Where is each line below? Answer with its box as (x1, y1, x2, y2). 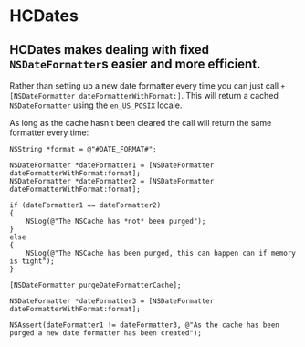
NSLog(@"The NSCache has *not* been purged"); (26, 216, 206, 226)
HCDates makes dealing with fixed (9, 42, 210, 58)
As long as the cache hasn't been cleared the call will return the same (9, 118, 272, 128)
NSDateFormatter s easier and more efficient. (9, 56, 261, 71)
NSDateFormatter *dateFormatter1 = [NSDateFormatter (9, 161, 215, 170)
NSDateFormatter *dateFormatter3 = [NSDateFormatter (9, 297, 215, 306)
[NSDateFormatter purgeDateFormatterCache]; (9, 280, 182, 289)
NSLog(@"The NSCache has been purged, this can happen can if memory (26, 248, 297, 258)
